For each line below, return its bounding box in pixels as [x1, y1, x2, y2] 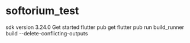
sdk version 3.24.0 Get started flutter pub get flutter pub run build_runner [5, 24, 185, 31]
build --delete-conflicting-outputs [5, 29, 88, 37]
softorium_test [5, 4, 79, 18]
